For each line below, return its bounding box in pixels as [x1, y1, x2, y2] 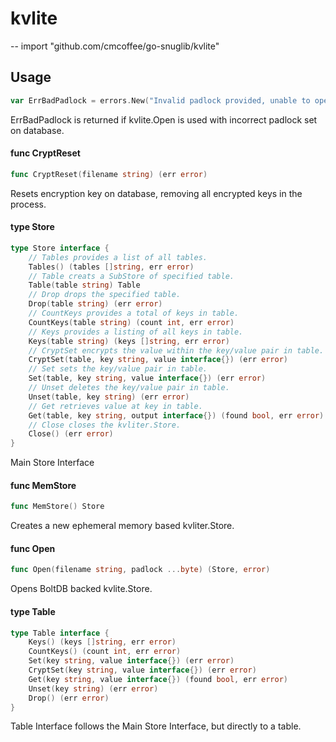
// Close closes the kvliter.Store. [28, 420, 182, 430]
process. [10, 198, 47, 210]
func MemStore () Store [10, 502, 105, 512]
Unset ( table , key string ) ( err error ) [28, 392, 190, 402]
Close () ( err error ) [28, 429, 114, 439]
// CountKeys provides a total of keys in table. [28, 308, 240, 319]
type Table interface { [10, 628, 110, 638]
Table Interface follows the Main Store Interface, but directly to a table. [10, 720, 302, 732]
